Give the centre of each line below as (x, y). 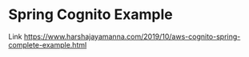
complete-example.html (48, 44)
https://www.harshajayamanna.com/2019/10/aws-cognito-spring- (132, 36)
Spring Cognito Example (91, 15)
